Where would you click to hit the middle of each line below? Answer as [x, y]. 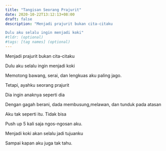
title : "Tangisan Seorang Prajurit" [43, 10]
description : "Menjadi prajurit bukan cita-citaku [59, 24]
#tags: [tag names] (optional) [38, 42]
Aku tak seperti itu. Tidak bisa [36, 114]
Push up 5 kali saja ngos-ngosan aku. [44, 124]
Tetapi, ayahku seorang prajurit [37, 85]
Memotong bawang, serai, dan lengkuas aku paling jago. [63, 75]
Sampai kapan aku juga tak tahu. [39, 143]
